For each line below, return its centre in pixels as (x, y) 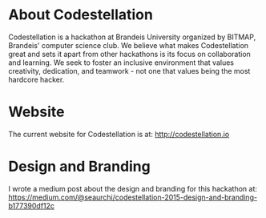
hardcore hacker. (36, 79)
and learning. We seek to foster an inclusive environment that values (121, 63)
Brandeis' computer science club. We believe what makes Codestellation (129, 45)
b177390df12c (31, 205)
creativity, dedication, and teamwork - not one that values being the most (129, 71)
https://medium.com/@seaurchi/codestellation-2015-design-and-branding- (133, 197)
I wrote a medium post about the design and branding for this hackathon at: (133, 188)
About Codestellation (81, 15)
